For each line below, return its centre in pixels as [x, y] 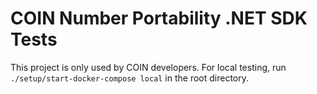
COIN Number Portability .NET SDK [159, 18]
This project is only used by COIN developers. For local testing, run [148, 67]
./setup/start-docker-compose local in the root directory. [130, 78]
